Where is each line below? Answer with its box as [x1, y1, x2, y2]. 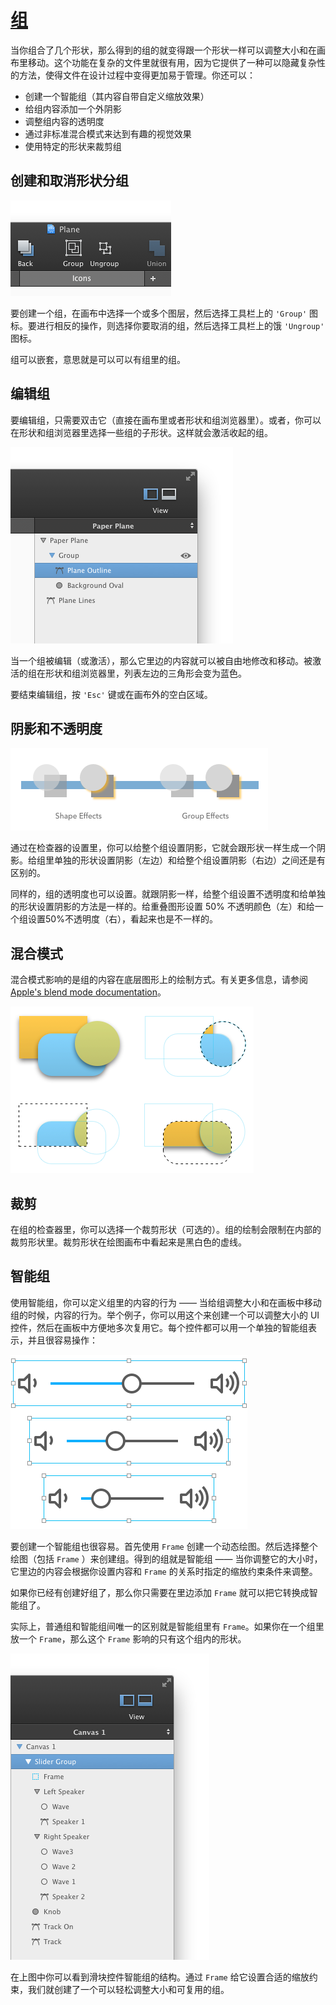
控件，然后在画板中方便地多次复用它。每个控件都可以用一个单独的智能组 [10, 1321, 308, 1333]
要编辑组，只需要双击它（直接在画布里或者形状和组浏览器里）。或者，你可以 [10, 414, 322, 426]
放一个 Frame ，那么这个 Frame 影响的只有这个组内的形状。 [10, 1632, 247, 1645]
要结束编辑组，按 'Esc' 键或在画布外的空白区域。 [10, 688, 213, 700]
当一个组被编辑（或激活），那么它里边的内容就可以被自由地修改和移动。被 [10, 654, 313, 666]
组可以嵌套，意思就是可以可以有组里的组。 [10, 353, 186, 365]
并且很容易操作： [27, 1334, 98, 1346]
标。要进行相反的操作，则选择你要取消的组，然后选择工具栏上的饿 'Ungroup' [10, 319, 325, 331]
